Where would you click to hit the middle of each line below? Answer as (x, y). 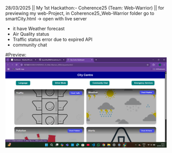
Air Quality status (31, 34)
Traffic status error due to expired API (52, 39)
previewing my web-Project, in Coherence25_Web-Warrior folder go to (80, 13)
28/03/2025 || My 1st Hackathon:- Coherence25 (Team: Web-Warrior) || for (85, 8)
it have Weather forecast (39, 29)
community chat (30, 45)
